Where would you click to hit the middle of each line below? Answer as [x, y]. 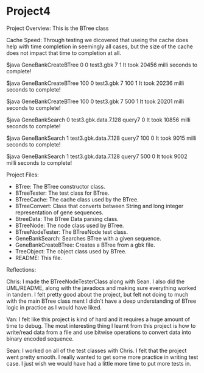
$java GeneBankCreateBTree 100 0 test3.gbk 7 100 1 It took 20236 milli [95, 83]
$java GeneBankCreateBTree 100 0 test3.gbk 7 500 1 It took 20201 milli [95, 101]
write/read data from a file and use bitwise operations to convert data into [99, 332]
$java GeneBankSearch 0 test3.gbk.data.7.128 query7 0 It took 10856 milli [98, 120]
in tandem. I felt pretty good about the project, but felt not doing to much [97, 294]
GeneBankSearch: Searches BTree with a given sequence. [88, 238]
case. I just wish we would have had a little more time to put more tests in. [99, 363]
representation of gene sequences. [59, 212]
